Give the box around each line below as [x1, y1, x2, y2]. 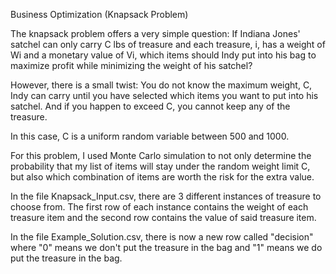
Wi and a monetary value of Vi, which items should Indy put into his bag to [10, 49, 317, 61]
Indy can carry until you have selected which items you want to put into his [10, 90, 319, 101]
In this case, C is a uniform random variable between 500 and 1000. [10, 130, 290, 142]
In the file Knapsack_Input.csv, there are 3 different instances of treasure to [10, 190, 322, 202]
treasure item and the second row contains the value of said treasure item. [10, 212, 317, 223]
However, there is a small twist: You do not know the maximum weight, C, [10, 79, 313, 91]
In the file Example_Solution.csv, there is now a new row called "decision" [10, 231, 314, 243]
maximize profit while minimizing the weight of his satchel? [10, 60, 253, 71]
